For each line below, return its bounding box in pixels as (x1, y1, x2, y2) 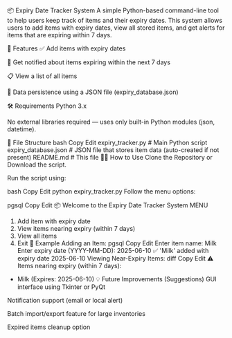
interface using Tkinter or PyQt (17, 283, 106, 291)
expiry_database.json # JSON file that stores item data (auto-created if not (7, 146, 220, 154)
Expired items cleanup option (7, 323, 91, 331)
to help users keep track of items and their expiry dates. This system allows (7, 17, 223, 24)
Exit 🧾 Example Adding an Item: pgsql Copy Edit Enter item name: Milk (17, 239, 217, 247)
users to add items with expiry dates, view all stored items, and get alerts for (7, 24, 225, 32)
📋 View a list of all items (7, 72, 78, 80)
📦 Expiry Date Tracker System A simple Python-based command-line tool (7, 6, 220, 15)
